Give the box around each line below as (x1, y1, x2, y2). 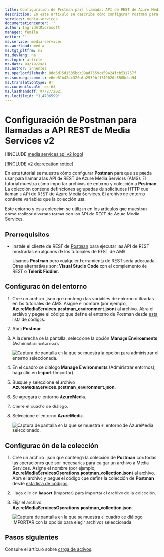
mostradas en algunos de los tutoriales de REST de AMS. (12, 249, 127, 254)
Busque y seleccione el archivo (12, 379, 75, 385)
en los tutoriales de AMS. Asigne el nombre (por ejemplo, (12, 300, 127, 306)
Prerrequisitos (5, 230, 50, 238)
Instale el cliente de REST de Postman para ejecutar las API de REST (12, 243, 150, 249)
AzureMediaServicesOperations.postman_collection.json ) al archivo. (12, 470, 155, 476)
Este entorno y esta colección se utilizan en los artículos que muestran (5, 206, 147, 212)
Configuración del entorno (5, 282, 87, 291)
